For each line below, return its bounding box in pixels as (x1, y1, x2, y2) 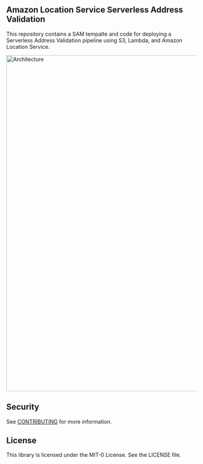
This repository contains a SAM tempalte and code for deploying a (6, 30, 172, 37)
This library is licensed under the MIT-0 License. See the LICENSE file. (6, 451, 181, 459)
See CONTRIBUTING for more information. (6, 418, 112, 425)
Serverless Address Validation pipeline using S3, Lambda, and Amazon (6, 36, 183, 44)
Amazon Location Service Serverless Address (6, 5, 183, 15)
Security (6, 402, 39, 412)
